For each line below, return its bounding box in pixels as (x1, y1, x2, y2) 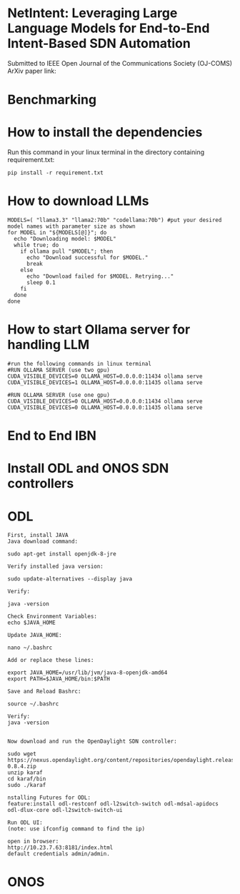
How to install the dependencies (7, 124, 203, 141)
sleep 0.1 (26, 279, 56, 286)
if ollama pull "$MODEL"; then (20, 248, 114, 255)
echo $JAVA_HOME (7, 619, 56, 626)
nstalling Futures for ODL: (7, 794, 91, 801)
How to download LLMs (7, 193, 149, 209)
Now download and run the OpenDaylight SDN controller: (7, 738, 177, 745)
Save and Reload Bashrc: (7, 688, 81, 695)
